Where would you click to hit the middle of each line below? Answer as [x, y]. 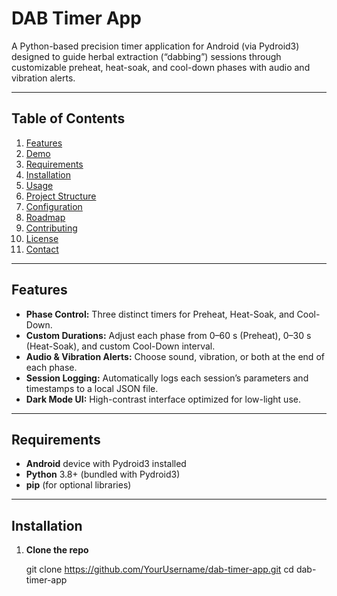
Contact [42, 249]
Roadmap [45, 217]
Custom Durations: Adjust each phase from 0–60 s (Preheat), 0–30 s [168, 335]
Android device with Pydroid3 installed [106, 464]
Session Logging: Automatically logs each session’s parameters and [167, 378]
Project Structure [61, 196]
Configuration [54, 206]
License [42, 238]
